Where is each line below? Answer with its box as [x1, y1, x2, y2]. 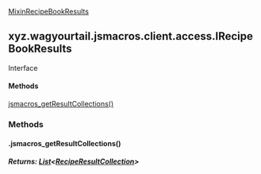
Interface [8, 63, 38, 72]
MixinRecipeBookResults [8, 7, 90, 16]
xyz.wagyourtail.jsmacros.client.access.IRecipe [8, 29, 254, 43]
